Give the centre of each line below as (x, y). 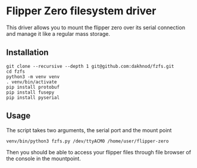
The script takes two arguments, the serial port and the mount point (89, 130)
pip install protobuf (33, 87)
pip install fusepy (30, 92)
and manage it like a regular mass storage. (58, 33)
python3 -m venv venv (33, 77)
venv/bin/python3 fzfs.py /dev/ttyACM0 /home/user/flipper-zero (87, 141)
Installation (27, 53)
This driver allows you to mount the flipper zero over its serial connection (96, 27)
